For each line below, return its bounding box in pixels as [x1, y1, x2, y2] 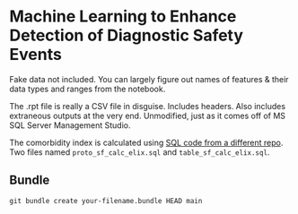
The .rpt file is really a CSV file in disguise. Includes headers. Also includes [9, 100, 285, 111]
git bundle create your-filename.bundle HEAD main [9, 196, 203, 205]
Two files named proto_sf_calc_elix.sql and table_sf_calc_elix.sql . [9, 146, 270, 158]
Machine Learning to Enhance [9, 6, 237, 27]
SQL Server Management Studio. [9, 119, 131, 131]
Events [9, 45, 63, 64]
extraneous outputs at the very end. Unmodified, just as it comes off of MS [9, 110, 285, 121]
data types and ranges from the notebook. [9, 83, 166, 94]
